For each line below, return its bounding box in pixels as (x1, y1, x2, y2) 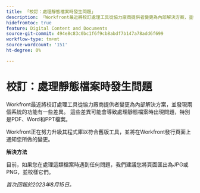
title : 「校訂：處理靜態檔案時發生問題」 (6, 8, 96, 15)
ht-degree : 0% (6, 48, 42, 53)
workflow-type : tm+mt (6, 36, 60, 42)
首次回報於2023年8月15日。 (6, 181, 75, 188)
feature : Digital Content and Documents (6, 25, 108, 31)
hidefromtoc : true (6, 20, 52, 26)
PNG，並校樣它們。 (6, 168, 54, 175)
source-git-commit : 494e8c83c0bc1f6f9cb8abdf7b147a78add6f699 (6, 31, 164, 37)
